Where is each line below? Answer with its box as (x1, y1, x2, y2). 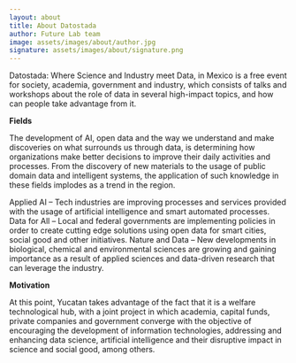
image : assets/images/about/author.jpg (9, 37, 156, 47)
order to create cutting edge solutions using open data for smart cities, (9, 225, 267, 236)
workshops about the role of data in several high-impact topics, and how (9, 89, 274, 100)
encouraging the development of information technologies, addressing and (9, 325, 282, 336)
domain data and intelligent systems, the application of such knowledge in (9, 170, 279, 181)
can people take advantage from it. (9, 98, 137, 109)
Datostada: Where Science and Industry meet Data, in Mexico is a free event (9, 70, 287, 81)
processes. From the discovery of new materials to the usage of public (9, 161, 267, 172)
